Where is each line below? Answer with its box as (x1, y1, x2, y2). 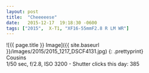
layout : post (6, 8, 39, 15)
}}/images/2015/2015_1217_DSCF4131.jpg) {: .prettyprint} (6, 48, 144, 55)
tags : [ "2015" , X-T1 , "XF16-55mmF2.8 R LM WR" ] (6, 25, 129, 31)
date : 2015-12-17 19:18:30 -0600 (6, 20, 97, 26)
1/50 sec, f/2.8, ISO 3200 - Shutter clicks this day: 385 (6, 61, 140, 68)
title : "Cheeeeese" (6, 14, 58, 20)
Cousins (6, 54, 27, 61)
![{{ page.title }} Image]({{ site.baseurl (6, 42, 100, 49)
